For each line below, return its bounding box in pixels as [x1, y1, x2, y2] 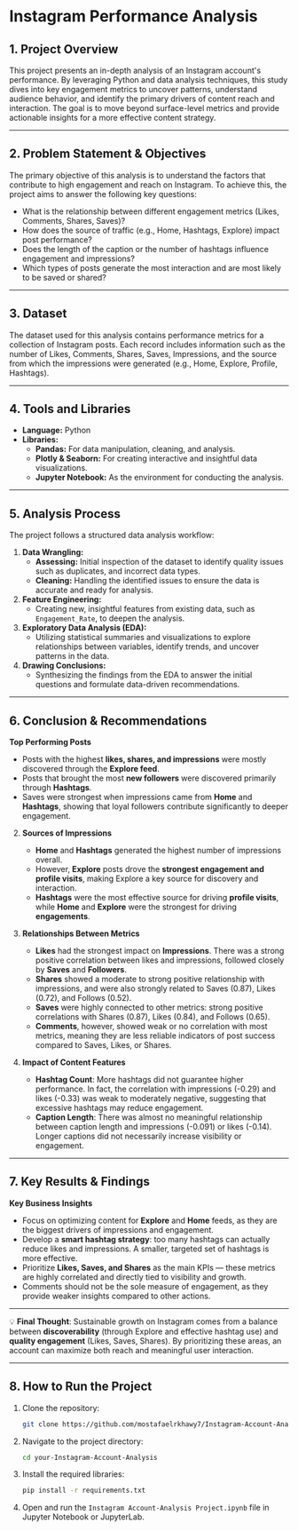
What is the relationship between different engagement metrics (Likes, [21, 206, 279, 217]
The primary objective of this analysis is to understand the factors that [9, 170, 266, 180]
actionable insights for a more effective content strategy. [9, 113, 216, 123]
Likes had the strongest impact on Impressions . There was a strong [35, 946, 285, 956]
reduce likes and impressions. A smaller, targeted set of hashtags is [21, 1243, 270, 1254]
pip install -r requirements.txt [21, 1486, 146, 1495]
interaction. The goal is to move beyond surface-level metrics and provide [9, 103, 279, 113]
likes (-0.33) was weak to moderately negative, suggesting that [35, 1093, 267, 1104]
